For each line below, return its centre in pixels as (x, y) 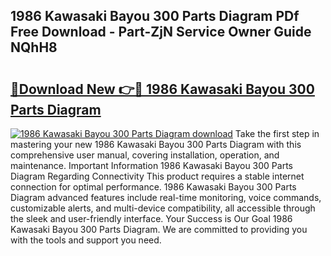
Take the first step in (277, 133)
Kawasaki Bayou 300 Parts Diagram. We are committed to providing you (159, 229)
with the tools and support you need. (86, 240)
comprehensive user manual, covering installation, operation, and (145, 155)
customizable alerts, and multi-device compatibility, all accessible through (163, 208)
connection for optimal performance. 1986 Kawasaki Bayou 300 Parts (153, 187)
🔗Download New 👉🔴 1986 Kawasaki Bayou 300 (162, 89)
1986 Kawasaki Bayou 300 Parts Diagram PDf (155, 16)
